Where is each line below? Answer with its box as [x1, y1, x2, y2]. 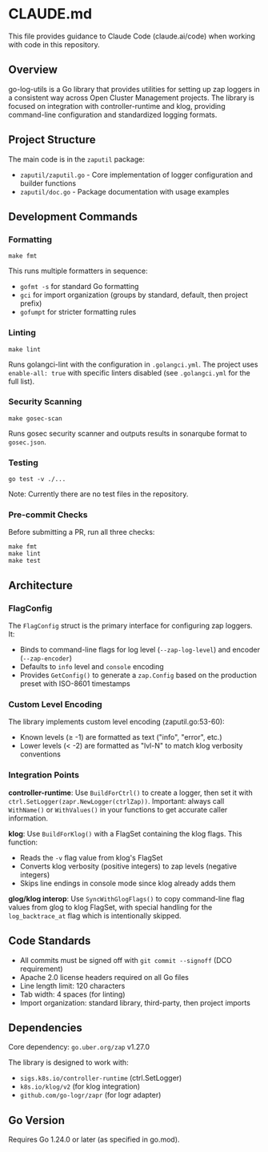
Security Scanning [8, 396, 82, 407]
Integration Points [8, 769, 80, 781]
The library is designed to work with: [8, 1058, 130, 1067]
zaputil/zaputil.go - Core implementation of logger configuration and [19, 170, 254, 179]
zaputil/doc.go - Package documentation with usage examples [19, 187, 230, 196]
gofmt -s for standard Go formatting [19, 282, 139, 291]
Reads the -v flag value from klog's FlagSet [19, 853, 163, 862]
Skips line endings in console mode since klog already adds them [19, 878, 236, 888]
